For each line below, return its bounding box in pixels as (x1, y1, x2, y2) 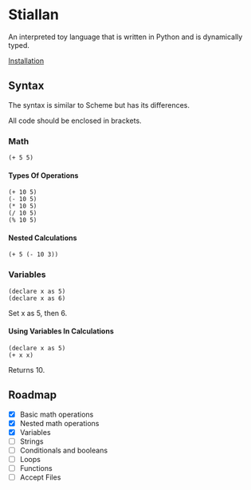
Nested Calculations (8, 233, 77, 243)
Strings (19, 437, 44, 446)
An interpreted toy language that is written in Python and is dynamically (8, 32, 243, 41)
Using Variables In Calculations (8, 326, 114, 336)
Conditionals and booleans (19, 445, 108, 456)
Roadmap (8, 389, 57, 402)
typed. (8, 40, 30, 49)
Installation (8, 56, 45, 65)
